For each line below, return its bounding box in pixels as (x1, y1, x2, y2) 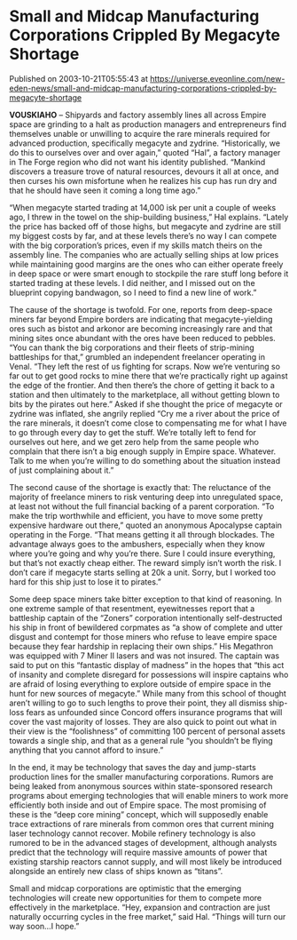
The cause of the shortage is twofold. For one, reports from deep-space (9, 304, 273, 315)
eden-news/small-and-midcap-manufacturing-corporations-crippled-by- (9, 83, 277, 93)
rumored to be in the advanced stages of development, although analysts (9, 837, 277, 848)
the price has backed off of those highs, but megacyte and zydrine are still (9, 220, 282, 232)
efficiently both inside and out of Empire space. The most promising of (9, 800, 267, 810)
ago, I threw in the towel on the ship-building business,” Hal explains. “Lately (9, 211, 289, 222)
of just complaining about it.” (9, 465, 114, 475)
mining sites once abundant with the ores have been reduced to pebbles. (9, 332, 277, 343)
